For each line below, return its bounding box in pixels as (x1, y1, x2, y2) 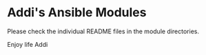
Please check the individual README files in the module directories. (7, 27, 200, 35)
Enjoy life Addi (7, 40, 48, 48)
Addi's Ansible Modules (7, 5, 147, 20)
